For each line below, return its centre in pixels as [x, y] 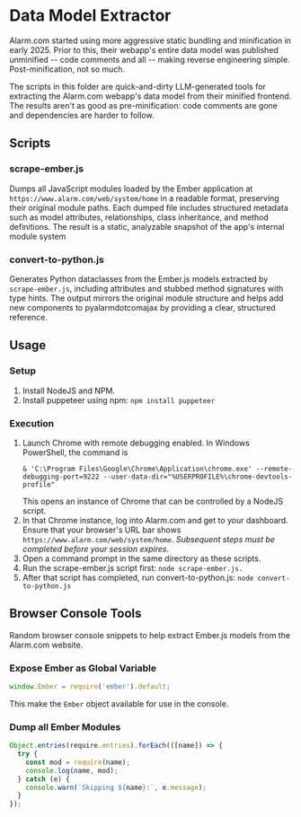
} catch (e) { [44, 779]
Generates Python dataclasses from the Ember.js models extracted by [139, 278]
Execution [32, 423]
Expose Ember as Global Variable [83, 668]
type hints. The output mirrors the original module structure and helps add [146, 298]
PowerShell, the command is [75, 452]
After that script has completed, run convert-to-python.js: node [138, 577]
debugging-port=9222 [61, 477]
